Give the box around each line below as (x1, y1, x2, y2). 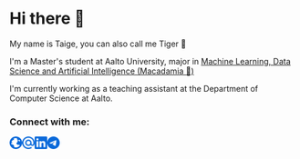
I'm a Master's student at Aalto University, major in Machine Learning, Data (9, 55, 292, 66)
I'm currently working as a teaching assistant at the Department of (9, 83, 259, 94)
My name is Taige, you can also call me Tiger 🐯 (9, 38, 187, 49)
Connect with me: (9, 115, 90, 128)
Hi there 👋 (9, 8, 85, 29)
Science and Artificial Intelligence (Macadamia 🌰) (9, 65, 194, 76)
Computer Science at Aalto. (9, 93, 113, 104)
